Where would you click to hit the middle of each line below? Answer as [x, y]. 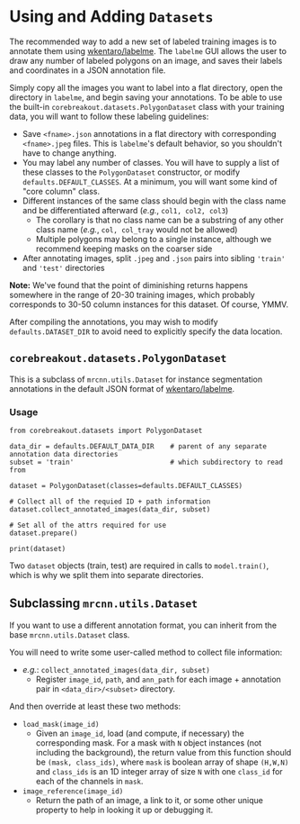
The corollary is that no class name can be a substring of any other [160, 220]
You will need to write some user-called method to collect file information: [146, 652]
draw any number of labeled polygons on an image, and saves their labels [146, 60]
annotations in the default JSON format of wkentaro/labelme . [122, 388]
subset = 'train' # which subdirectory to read [146, 462]
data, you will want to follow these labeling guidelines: [109, 116]
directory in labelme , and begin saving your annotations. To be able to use [146, 97]
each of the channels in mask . [89, 781]
